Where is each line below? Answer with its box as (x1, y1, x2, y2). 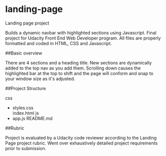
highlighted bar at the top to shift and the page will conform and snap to (5, 70, 154, 76)
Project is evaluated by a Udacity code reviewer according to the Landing (5, 134, 157, 140)
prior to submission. (5, 145, 47, 151)
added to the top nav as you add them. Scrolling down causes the (5, 65, 141, 71)
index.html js (12, 110, 39, 116)
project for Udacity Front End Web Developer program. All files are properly (5, 35, 161, 41)
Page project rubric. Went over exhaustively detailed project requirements (5, 140, 158, 146)
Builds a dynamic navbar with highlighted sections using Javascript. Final (5, 29, 156, 35)
